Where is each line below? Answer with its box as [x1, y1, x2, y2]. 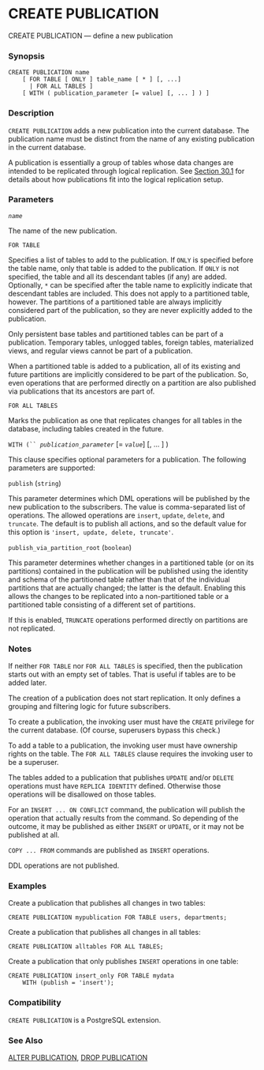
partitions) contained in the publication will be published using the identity [8, 566, 248, 575]
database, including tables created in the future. [8, 424, 164, 433]
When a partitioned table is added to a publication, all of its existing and [8, 361, 240, 371]
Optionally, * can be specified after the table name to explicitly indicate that [8, 280, 253, 289]
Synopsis [8, 51, 45, 62]
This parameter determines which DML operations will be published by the [8, 493, 251, 503]
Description [8, 107, 54, 119]
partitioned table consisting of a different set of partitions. [8, 600, 196, 609]
